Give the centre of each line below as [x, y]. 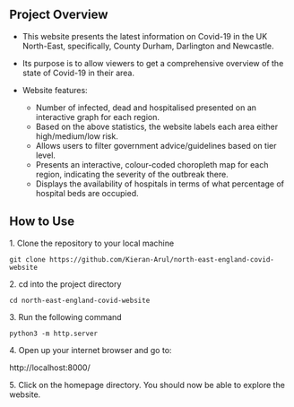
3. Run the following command [66, 316]
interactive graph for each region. [97, 117]
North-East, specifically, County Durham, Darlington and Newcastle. [148, 46]
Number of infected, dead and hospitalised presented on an [146, 108]
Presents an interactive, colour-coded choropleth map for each [152, 164]
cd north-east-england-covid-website [80, 300]
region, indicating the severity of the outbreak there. [132, 174]
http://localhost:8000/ [50, 368]
